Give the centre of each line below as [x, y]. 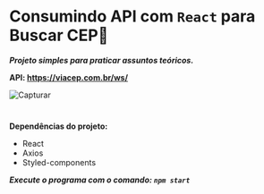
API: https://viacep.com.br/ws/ [68, 77]
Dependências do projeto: [59, 126]
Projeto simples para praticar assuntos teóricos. [102, 60]
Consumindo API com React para [132, 17]
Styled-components [59, 163]
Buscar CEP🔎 [59, 35]
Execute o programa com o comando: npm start [100, 180]
